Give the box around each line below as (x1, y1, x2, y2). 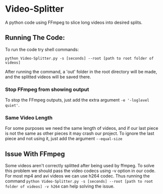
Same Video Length (5, 114, 53, 121)
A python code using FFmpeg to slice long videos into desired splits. (5, 19, 143, 25)
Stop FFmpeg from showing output (5, 86, 89, 93)
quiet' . (5, 102, 20, 108)
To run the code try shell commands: (5, 46, 79, 52)
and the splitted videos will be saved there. (5, 74, 91, 80)
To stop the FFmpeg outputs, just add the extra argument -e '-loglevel (5, 97, 150, 103)
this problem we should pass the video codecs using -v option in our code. (5, 168, 156, 174)
